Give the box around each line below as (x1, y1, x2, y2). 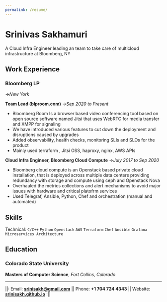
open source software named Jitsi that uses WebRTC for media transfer (12, 116, 160, 122)
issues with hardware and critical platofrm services (12, 188, 117, 194)
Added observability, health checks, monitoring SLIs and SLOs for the (12, 137, 155, 143)
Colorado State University (5, 260, 69, 267)
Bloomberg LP (5, 80, 40, 87)
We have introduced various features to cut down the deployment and (12, 127, 156, 133)
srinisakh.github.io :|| (5, 291, 51, 297)
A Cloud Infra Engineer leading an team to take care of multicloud (5, 45, 139, 51)
